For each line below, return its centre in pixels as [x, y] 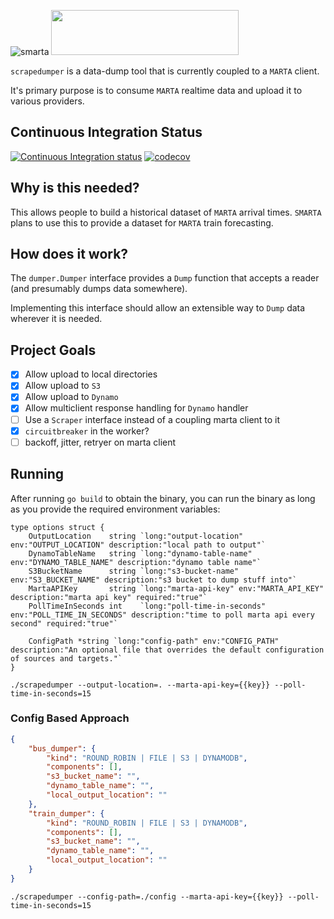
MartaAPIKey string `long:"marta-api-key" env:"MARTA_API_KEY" [176, 588]
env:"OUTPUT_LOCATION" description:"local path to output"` [138, 545]
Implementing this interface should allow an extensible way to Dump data [158, 308]
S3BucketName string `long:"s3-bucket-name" [134, 571]
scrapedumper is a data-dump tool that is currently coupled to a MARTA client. [165, 71]
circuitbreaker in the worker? [87, 431]
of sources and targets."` [66, 658]
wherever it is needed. [56, 319]
